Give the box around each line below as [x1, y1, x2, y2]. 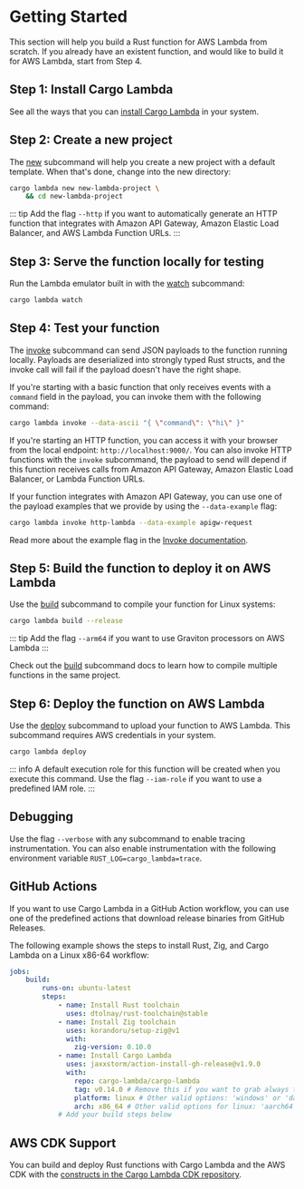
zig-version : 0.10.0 [73, 1043, 152, 1052]
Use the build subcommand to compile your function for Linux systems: [9, 599, 276, 609]
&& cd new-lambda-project [25, 192, 124, 201]
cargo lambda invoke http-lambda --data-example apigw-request [9, 518, 253, 527]
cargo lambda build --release [9, 617, 124, 626]
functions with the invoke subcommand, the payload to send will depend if [9, 453, 288, 464]
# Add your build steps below [57, 1110, 172, 1119]
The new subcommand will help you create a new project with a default [9, 156, 276, 167]
